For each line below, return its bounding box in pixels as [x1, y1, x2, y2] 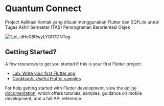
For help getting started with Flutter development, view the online [5, 85, 137, 91]
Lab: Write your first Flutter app [12, 70, 76, 76]
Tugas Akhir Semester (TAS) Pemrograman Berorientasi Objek [5, 24, 131, 30]
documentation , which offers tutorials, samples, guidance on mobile [5, 90, 142, 96]
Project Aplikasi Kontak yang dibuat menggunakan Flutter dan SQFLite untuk [5, 19, 159, 25]
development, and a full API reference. [5, 95, 83, 101]
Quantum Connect [5, 3, 82, 14]
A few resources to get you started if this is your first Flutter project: [5, 61, 142, 66]
